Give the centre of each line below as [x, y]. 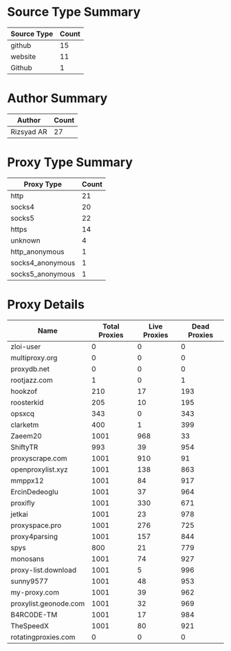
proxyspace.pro [36, 525]
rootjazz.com [32, 380]
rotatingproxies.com [43, 637]
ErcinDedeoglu [34, 492]
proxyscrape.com [39, 458]
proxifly [23, 503]
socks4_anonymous [43, 263]
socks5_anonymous [43, 274]
